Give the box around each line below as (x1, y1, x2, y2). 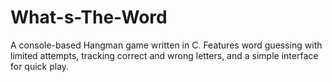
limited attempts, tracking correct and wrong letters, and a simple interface (10, 49, 319, 61)
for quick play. (10, 60, 70, 72)
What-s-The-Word (10, 6, 168, 29)
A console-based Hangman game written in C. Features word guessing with (10, 39, 323, 51)
